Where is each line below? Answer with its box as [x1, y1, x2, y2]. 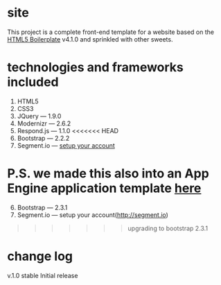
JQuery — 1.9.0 [17, 112, 62, 120]
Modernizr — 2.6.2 [17, 119, 71, 128]
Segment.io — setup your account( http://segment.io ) [17, 210, 168, 219]
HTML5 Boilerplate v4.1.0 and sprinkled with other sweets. [7, 35, 173, 43]
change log [7, 248, 73, 264]
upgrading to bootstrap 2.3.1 [127, 224, 209, 232]
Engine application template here [7, 180, 202, 196]
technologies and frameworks [7, 60, 184, 76]
